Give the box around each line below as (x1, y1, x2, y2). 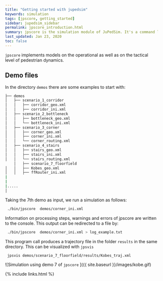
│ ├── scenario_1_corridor (5, 98, 64, 103)
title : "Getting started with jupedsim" (5, 7, 88, 12)
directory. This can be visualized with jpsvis (5, 244, 94, 249)
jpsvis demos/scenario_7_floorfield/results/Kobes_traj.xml (7, 253, 131, 258)
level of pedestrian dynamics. (5, 57, 64, 63)
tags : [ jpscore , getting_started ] (5, 16, 75, 21)
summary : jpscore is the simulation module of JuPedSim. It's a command (5, 30, 155, 34)
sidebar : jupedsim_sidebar (5, 20, 60, 26)
